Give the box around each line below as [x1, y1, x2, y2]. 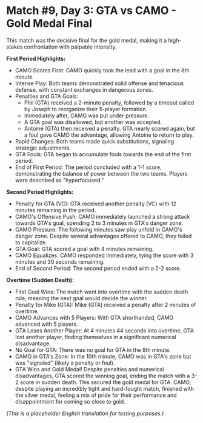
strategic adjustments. [15, 144, 72, 151]
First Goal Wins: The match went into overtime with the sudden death [15, 288, 188, 295]
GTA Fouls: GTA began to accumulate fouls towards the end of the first [15, 150, 191, 158]
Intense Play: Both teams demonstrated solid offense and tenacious [15, 80, 184, 87]
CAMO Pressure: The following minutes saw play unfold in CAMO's [15, 225, 183, 233]
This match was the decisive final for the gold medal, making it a [6, 36, 167, 44]
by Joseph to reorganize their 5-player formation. [24, 105, 147, 112]
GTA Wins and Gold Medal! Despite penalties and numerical [15, 365, 164, 373]
